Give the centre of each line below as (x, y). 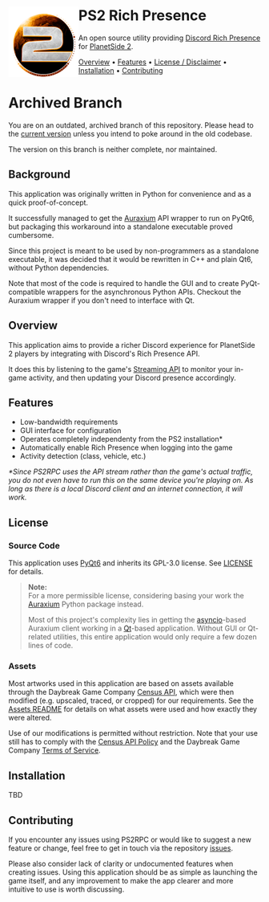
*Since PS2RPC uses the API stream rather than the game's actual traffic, (131, 471)
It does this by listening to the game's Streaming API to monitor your (120, 369)
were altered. (30, 718)
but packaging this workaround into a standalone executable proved (121, 227)
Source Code (34, 545)
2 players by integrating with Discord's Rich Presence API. (104, 353)
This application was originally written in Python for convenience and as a (130, 194)
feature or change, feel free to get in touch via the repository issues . (121, 848)
